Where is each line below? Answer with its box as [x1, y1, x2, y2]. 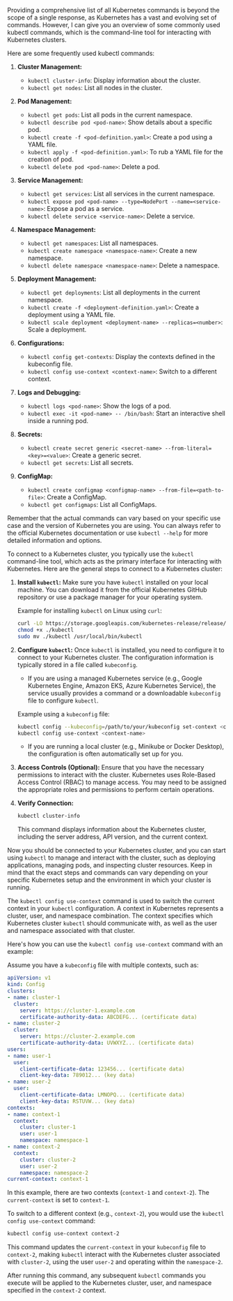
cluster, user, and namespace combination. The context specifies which [7, 911, 214, 920]
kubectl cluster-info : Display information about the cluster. [27, 76, 201, 84]
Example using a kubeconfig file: [17, 710, 110, 718]
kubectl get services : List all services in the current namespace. [27, 190, 216, 198]
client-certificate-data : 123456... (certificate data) [19, 1065, 186, 1073]
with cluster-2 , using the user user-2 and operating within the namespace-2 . [7, 1258, 223, 1266]
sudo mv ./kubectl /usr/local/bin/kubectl [17, 633, 143, 640]
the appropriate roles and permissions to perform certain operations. [17, 786, 214, 794]
